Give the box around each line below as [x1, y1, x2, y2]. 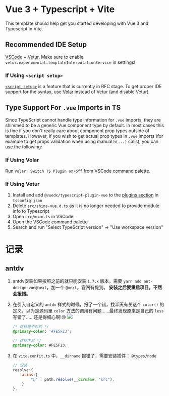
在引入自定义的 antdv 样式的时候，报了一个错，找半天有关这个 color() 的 [12, 301, 164, 307]
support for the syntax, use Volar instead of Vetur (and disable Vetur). [5, 89, 150, 95]
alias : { [22, 372, 38, 377]
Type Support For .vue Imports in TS [5, 103, 121, 112]
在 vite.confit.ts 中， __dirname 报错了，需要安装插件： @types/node [12, 352, 156, 359]
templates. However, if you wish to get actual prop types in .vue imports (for [5, 133, 163, 139]
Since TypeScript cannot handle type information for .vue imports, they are [5, 116, 161, 123]
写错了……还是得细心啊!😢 [12, 314, 67, 320]
